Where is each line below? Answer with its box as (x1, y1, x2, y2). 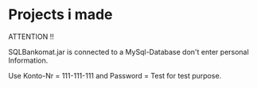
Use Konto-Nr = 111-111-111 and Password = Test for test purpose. (8, 71, 222, 80)
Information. (8, 55, 49, 65)
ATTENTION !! (8, 32, 54, 41)
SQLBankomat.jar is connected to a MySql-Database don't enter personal (8, 47, 249, 56)
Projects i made (8, 6, 113, 24)
